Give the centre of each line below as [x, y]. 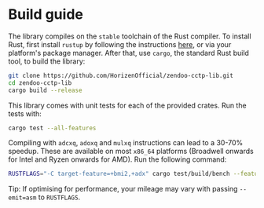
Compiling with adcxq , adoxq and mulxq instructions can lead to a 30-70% [126, 143]
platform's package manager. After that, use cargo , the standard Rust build [129, 53]
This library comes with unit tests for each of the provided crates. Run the [127, 105]
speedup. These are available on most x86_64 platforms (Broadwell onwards [131, 151]
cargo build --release [45, 90]
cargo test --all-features [52, 128]
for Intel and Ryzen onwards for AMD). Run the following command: [117, 159]
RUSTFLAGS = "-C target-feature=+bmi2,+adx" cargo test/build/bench [119, 174]
